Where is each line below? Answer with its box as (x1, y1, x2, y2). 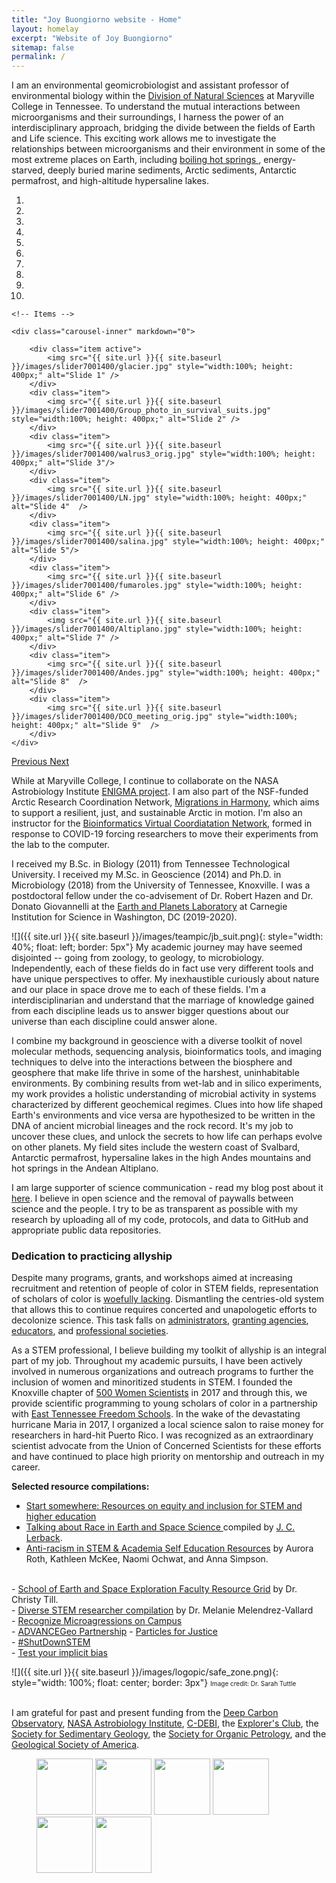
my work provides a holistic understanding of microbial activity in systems (11, 1088, 317, 1100)
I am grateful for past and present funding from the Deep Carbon (11, 1707, 279, 1719)
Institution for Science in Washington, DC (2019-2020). (11, 911, 238, 923)
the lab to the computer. (11, 839, 110, 851)
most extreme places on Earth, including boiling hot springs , (11, 154, 262, 166)
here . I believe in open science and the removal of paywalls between (11, 1192, 294, 1205)
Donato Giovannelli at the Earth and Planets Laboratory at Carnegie (11, 901, 288, 913)
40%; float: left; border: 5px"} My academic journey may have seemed (11, 941, 303, 953)
